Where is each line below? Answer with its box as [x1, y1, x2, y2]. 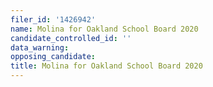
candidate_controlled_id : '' [10, 33, 132, 43]
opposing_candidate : [10, 52, 97, 62]
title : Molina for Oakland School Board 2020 [10, 61, 203, 71]
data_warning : [10, 42, 70, 53]
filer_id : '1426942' [10, 14, 97, 25]
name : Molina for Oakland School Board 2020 [10, 24, 199, 34]
